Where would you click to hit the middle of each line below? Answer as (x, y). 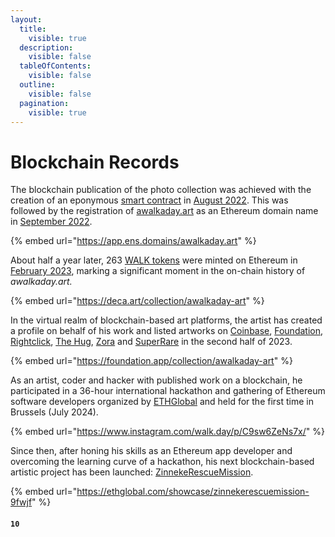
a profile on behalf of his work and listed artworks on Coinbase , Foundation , (167, 331)
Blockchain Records (95, 162)
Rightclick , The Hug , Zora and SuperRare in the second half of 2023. (151, 342)
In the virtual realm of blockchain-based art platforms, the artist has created (166, 320)
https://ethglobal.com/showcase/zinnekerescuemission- (193, 492)
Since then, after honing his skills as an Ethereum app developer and (151, 451)
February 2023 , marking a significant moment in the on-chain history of (158, 271)
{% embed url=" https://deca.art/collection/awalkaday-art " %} (137, 301)
